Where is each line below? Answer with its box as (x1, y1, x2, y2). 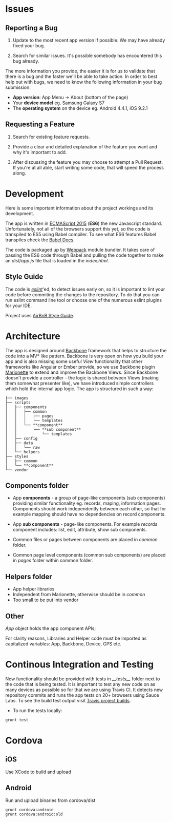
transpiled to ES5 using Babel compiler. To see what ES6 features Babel (5, 231, 156, 237)
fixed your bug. (12, 43, 45, 49)
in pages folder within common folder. (12, 558, 93, 564)
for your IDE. (5, 302, 32, 309)
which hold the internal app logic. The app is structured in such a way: (5, 386, 154, 392)
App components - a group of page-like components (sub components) (12, 495, 165, 501)
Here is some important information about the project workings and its (5, 205, 154, 211)
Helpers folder (5, 572, 52, 581)
